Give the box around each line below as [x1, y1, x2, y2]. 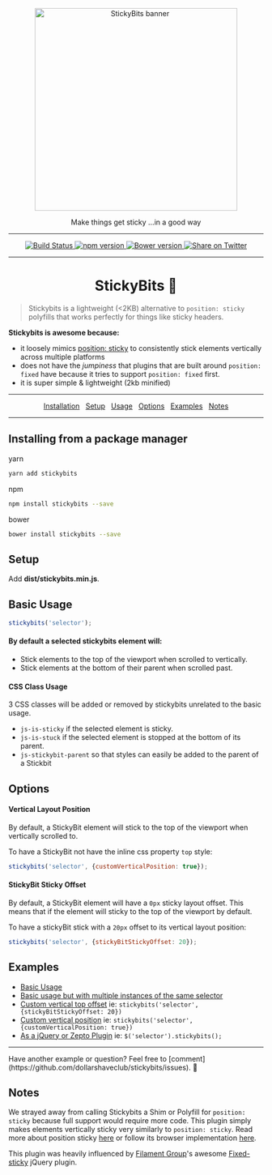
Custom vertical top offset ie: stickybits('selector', [19, 999, 199, 1009]
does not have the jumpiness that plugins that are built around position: [19, 361, 261, 370]
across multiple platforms [19, 352, 105, 361]
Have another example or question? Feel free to [8, 1053, 168, 1063]
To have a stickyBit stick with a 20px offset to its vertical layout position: [8, 922, 247, 932]
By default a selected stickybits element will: [8, 636, 163, 646]
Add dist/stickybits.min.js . [8, 574, 100, 583]
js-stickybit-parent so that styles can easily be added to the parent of [19, 750, 259, 759]
